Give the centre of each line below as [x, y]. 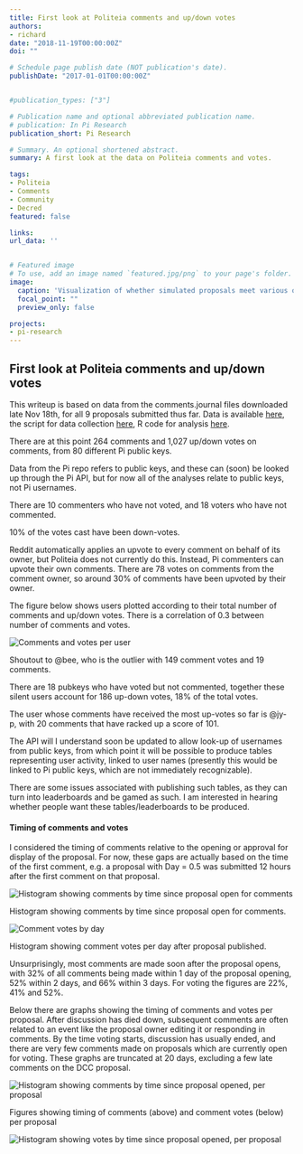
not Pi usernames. [43, 487]
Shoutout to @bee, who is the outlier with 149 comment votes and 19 [137, 660]
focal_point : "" [48, 299]
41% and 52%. [37, 993]
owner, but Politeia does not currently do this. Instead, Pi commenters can [147, 559]
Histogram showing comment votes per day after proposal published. [138, 946]
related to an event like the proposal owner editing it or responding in [138, 1029]
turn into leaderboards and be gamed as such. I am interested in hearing [143, 797]
